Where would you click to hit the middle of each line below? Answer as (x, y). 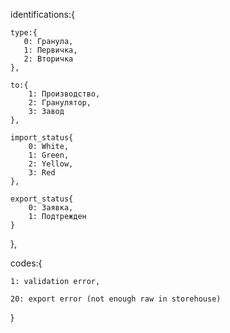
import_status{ (42, 138)
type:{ (24, 33)
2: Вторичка (48, 59)
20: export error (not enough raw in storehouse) (116, 299)
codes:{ (26, 263)
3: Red (42, 173)
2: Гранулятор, (60, 103)
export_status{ (42, 199)
